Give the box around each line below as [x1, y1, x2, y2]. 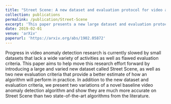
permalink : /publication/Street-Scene [5, 17, 88, 22]
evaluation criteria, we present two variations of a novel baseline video [5, 82, 154, 88]
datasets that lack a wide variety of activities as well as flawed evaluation [5, 55, 159, 61]
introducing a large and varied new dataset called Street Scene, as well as [5, 65, 160, 72]
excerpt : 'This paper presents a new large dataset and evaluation [5, 21, 152, 27]
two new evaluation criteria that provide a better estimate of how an [5, 71, 148, 77]
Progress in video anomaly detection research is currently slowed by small [5, 49, 161, 56]
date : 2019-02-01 [5, 26, 42, 31]
